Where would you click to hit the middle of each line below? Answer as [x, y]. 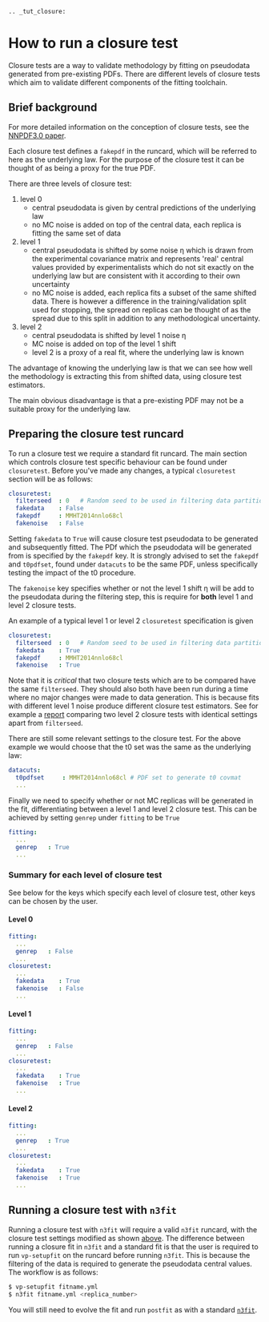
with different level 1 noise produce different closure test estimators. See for [133, 706]
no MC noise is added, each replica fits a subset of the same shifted [144, 292]
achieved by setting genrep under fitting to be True [94, 817]
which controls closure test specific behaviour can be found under [118, 461]
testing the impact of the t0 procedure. [72, 572]
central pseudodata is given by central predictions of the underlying [144, 208]
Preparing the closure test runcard [96, 434]
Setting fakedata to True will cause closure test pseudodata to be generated [133, 538]
